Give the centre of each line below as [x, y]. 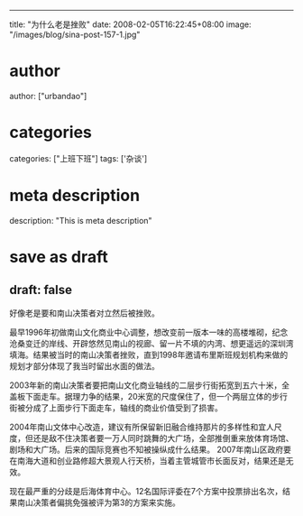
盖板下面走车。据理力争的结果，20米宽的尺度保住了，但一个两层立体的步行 [149, 396]
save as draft [59, 257]
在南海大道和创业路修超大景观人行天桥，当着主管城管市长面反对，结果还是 [147, 460]
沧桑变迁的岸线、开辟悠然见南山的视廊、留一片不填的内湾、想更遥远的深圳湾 [151, 343]
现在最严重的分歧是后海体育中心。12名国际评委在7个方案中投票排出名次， [146, 491]
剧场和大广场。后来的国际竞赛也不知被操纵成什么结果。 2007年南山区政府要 [150, 449]
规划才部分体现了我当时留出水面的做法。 [84, 365]
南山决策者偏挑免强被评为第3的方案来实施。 [98, 502]
